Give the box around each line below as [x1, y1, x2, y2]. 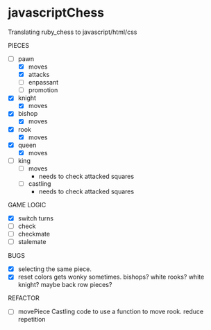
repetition [17, 315, 46, 324]
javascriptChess [8, 5, 105, 21]
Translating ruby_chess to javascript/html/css [8, 28, 137, 36]
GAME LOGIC [8, 200, 47, 209]
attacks [28, 71, 50, 79]
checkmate [17, 230, 51, 238]
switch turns [17, 214, 54, 223]
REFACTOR [8, 294, 40, 302]
